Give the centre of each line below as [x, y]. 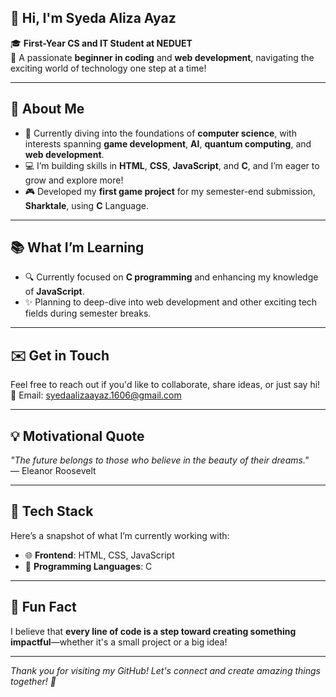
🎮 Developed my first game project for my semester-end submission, [170, 191]
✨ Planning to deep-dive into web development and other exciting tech [171, 302]
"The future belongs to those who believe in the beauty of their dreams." [160, 460]
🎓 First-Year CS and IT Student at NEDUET [101, 43]
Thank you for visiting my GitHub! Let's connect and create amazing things [165, 670]
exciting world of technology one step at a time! [108, 68]
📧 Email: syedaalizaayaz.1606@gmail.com [96, 395]
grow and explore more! [74, 180]
